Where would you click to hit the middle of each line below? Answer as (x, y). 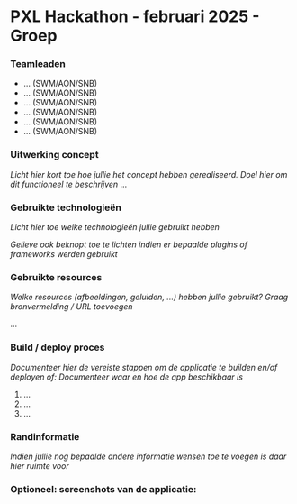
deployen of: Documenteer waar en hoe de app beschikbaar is (127, 377)
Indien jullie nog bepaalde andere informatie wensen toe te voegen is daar (148, 456)
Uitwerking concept (54, 155)
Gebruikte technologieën (66, 207)
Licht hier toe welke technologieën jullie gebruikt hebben (115, 227)
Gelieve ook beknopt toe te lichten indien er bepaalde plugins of (129, 244)
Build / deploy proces (58, 347)
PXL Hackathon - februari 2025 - (135, 17)
